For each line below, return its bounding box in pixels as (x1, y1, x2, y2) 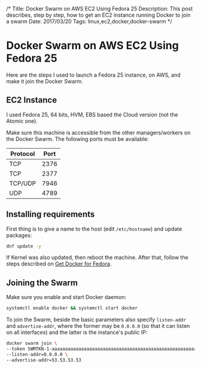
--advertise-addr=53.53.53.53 (6, 357, 82, 363)
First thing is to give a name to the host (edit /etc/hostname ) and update (6, 225, 182, 233)
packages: (6, 231, 32, 239)
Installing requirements (6, 209, 95, 219)
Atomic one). (6, 117, 38, 125)
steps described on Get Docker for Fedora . (6, 260, 112, 267)
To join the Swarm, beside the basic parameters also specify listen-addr (6, 316, 187, 323)
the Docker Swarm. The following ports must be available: (6, 135, 149, 143)
